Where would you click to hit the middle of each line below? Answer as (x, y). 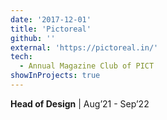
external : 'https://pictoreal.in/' (84, 47)
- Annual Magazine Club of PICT (87, 66)
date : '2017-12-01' (51, 19)
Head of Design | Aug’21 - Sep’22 (80, 103)
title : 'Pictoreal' (51, 29)
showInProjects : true (55, 76)
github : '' (33, 38)
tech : (21, 57)
